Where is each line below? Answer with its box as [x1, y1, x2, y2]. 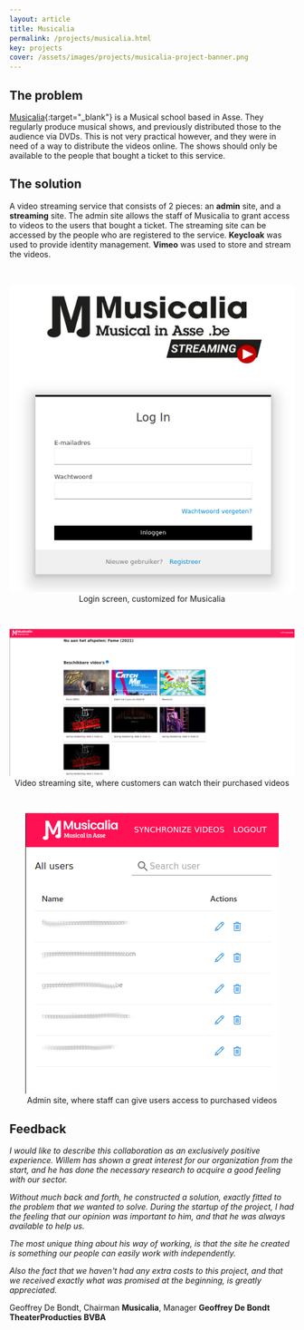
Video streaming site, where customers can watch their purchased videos [14, 778, 290, 789]
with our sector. [9, 1174, 68, 1185]
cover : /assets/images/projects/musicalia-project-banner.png [9, 53, 249, 63]
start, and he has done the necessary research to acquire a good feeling [9, 1165, 281, 1176]
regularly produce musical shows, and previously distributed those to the [9, 121, 282, 131]
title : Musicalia [9, 24, 75, 34]
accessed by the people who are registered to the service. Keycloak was [9, 229, 282, 240]
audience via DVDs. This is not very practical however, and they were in [9, 131, 277, 141]
